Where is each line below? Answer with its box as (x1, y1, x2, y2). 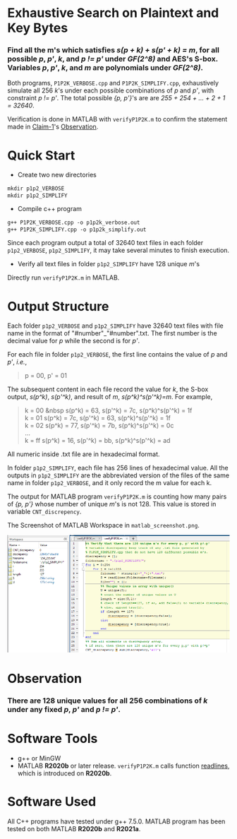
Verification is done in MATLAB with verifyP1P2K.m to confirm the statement (7, 115, 228, 124)
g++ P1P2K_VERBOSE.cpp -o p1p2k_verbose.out (7, 219, 140, 227)
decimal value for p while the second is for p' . (7, 337, 140, 345)
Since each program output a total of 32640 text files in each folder (7, 239, 204, 247)
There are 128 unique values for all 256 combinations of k (7, 696, 208, 706)
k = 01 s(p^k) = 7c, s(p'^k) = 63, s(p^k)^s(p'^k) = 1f (24, 414, 171, 422)
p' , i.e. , (7, 358, 28, 367)
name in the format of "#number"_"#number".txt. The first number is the (7, 329, 217, 338)
